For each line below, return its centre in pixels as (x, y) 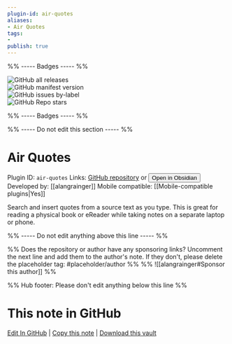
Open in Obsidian (175, 178)
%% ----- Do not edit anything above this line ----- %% (88, 235)
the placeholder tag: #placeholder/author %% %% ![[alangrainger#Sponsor (116, 264)
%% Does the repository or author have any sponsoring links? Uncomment (115, 249)
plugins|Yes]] (26, 193)
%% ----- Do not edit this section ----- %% (70, 129)
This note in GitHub (64, 314)
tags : (15, 33)
